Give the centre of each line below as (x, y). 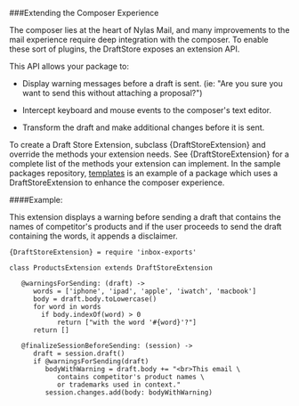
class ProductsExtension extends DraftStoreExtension (111, 268)
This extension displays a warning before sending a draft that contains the (145, 217)
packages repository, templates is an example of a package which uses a (144, 173)
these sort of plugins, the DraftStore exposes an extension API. (125, 49)
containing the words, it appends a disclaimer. (93, 236)
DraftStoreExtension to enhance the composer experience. (117, 183)
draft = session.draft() (79, 353)
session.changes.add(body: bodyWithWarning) (129, 393)
